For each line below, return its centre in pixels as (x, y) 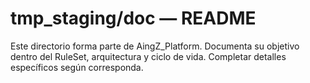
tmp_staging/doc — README (133, 18)
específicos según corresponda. (77, 67)
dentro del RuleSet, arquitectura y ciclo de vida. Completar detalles (148, 56)
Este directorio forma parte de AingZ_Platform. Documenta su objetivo (155, 46)
